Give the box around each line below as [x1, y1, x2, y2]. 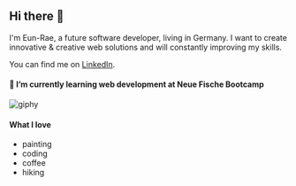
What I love [9, 119, 51, 129]
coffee [21, 158, 46, 168]
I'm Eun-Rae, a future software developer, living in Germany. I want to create [9, 32, 287, 43]
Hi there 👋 [9, 9, 65, 24]
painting [21, 139, 52, 150]
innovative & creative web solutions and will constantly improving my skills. [9, 42, 283, 52]
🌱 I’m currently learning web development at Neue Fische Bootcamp [9, 79, 265, 89]
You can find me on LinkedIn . [9, 58, 116, 69]
